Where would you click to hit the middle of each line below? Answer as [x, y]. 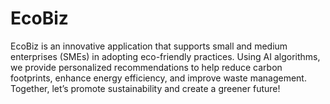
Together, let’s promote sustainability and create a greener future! [145, 88]
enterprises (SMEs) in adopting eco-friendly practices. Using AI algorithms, [165, 56]
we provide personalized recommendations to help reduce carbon [146, 67]
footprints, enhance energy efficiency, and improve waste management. [158, 78]
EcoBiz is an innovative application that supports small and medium [149, 46]
